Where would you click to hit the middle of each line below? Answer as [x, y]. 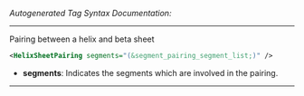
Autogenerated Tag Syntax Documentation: [90, 13]
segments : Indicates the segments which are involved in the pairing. [150, 72]
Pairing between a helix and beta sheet [82, 39]
